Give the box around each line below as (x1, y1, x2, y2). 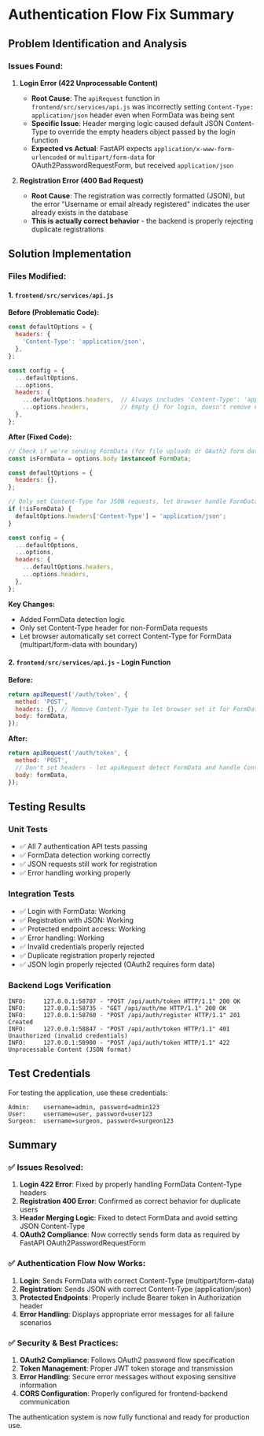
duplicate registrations (31, 224, 104, 234)
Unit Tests (8, 823, 49, 835)
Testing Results (8, 800, 86, 813)
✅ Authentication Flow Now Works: (8, 1258, 146, 1269)
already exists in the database (31, 207, 129, 217)
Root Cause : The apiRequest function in (31, 93, 160, 103)
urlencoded (31, 154, 68, 161)
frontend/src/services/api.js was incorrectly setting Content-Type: (31, 102, 254, 111)
